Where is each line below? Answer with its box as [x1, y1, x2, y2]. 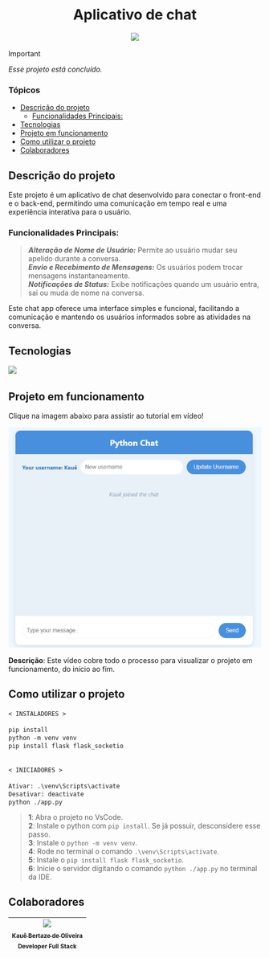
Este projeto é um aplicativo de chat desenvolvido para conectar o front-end [8, 190, 261, 200]
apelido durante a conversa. [27, 254, 121, 264]
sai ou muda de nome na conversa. [27, 288, 145, 298]
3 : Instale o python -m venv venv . [27, 837, 138, 847]
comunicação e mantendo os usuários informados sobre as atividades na [8, 312, 251, 322]
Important [8, 48, 41, 58]
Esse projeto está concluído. [8, 64, 103, 74]
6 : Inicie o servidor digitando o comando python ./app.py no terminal [27, 863, 258, 873]
